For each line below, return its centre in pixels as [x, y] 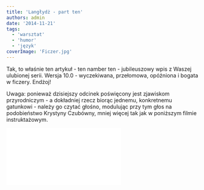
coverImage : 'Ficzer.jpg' [39, 52]
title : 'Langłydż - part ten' [45, 12]
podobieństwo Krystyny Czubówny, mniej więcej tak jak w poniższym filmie [102, 113]
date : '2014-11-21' [31, 23]
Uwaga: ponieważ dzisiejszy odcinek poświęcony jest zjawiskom [88, 93]
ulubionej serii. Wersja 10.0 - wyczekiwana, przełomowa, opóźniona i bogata [102, 75]
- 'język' [24, 46]
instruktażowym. [27, 119]
